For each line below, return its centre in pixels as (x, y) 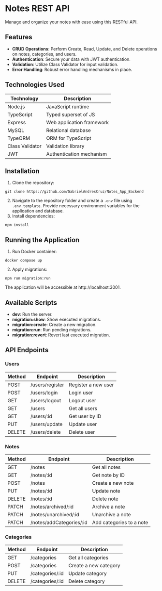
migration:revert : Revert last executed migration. (61, 335)
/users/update (47, 424)
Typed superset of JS (71, 115)
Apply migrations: (29, 269)
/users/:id (41, 416)
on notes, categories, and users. (44, 54)
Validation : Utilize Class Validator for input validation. (65, 64)
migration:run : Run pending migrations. (52, 330)
